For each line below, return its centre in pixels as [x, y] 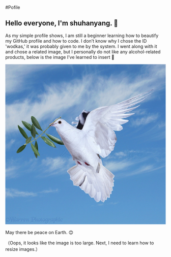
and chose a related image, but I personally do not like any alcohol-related [83, 52]
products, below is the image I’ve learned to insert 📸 [60, 57]
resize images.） [23, 249]
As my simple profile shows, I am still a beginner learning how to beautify [82, 36]
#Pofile [13, 7]
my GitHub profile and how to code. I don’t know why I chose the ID [76, 41]
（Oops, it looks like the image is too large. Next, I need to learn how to [80, 243]
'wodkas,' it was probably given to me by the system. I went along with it [81, 46]
